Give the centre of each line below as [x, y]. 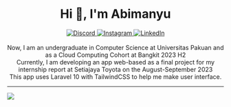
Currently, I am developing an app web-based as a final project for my [115, 62]
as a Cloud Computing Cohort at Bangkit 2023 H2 [115, 55]
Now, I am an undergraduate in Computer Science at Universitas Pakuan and [115, 47]
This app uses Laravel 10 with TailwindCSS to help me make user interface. [115, 76]
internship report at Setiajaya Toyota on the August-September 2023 [115, 69]
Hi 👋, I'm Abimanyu [115, 14]
